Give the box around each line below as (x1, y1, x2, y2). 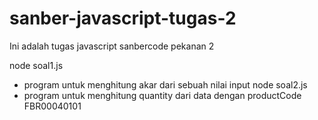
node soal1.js (9, 59, 64, 71)
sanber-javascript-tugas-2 (9, 7, 237, 30)
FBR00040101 (23, 100, 82, 112)
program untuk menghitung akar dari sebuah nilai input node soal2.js (23, 78, 308, 91)
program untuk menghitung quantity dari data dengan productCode (23, 89, 302, 101)
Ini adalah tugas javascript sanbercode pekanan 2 (9, 40, 215, 52)
